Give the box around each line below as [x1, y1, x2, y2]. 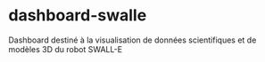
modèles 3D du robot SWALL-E [8, 43, 122, 54]
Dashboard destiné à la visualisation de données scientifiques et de [8, 35, 257, 45]
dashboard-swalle [8, 5, 147, 26]
